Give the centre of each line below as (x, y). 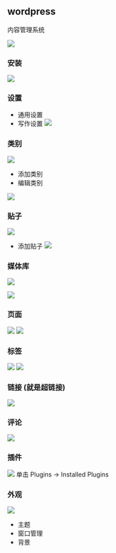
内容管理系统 (26, 29)
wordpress (32, 12)
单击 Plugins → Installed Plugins (62, 474)
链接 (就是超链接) (36, 387)
